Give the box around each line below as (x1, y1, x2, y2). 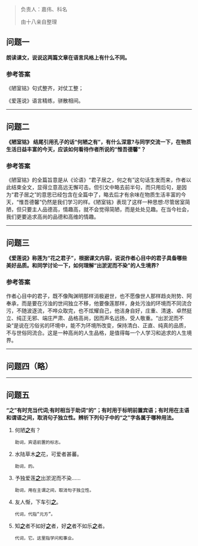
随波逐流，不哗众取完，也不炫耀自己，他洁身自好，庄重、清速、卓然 (21, 307, 187, 314)
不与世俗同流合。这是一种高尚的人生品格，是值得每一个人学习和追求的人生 (6, 330, 187, 337)
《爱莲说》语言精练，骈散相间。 (6, 97, 84, 104)
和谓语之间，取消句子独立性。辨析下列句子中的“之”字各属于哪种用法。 (6, 414, 177, 421)
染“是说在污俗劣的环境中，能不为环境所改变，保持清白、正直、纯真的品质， (6, 322, 190, 329)
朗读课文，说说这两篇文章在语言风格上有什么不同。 (6, 54, 130, 61)
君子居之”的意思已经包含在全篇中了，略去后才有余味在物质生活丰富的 (14, 191, 181, 198)
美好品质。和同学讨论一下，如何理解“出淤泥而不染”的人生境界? (6, 262, 159, 269)
